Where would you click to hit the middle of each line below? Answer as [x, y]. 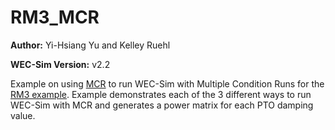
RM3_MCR [55, 17]
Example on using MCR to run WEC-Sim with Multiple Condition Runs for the [167, 83]
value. [23, 115]
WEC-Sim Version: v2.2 [60, 64]
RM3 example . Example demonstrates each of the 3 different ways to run [161, 94]
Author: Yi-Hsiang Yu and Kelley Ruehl [90, 45]
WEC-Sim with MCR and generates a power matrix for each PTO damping [162, 105]
